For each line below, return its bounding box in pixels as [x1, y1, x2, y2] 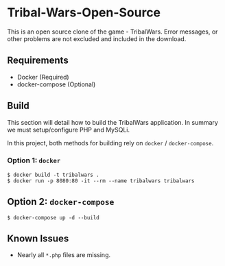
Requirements [7, 55, 69, 66]
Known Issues [7, 233, 69, 245]
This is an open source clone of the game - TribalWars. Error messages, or [7, 27, 218, 36]
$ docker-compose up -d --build [7, 214, 99, 221]
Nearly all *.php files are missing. [16, 251, 111, 259]
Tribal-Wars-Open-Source [7, 5, 161, 21]
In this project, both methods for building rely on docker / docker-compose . [7, 138, 214, 147]
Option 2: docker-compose [7, 196, 115, 208]
